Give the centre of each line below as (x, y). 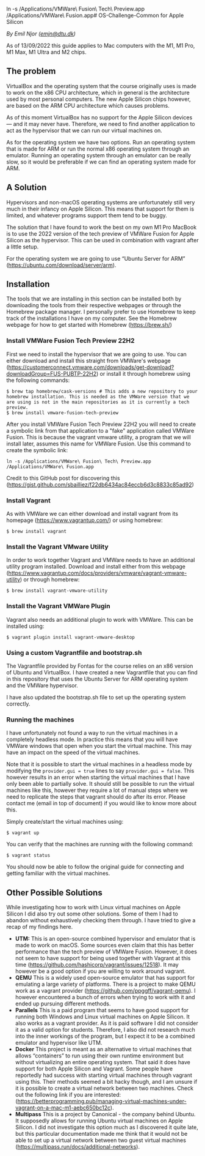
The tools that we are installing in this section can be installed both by (94, 299)
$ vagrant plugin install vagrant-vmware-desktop (71, 637)
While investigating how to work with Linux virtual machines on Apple (94, 908)
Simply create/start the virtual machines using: (65, 822)
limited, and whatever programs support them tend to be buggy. (87, 215)
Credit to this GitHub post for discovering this (63, 478)
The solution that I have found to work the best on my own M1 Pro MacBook (102, 227)
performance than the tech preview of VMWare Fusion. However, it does (106, 952)
